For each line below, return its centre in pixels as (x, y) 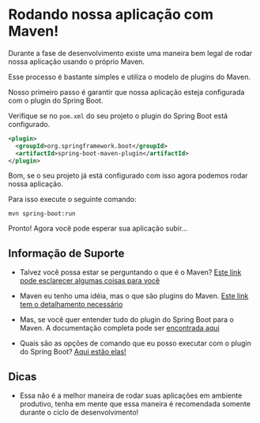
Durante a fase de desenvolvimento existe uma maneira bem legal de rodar (130, 53)
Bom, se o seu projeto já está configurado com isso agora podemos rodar (128, 176)
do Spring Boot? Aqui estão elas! (73, 352)
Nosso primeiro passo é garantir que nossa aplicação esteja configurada (126, 92)
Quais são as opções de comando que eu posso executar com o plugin (135, 343)
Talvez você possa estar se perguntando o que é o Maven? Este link (130, 272)
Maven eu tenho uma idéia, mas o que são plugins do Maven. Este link (134, 296)
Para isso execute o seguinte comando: (72, 200)
